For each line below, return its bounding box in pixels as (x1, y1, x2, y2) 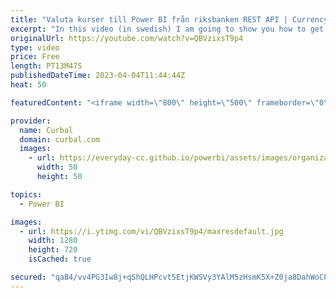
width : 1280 (28, 236, 78, 246)
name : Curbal (19, 125, 74, 135)
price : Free (10, 52, 60, 62)
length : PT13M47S (10, 61, 83, 71)
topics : (10, 189, 43, 200)
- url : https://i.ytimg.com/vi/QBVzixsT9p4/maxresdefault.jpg (19, 226, 284, 236)
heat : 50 (10, 80, 47, 90)
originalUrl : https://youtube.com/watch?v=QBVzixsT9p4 (10, 33, 244, 43)
